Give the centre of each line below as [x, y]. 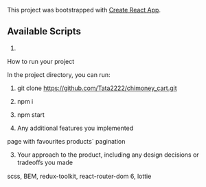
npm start [31, 114]
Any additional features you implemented [75, 128]
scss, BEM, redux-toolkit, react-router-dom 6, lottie [79, 176]
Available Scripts [44, 31]
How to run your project [41, 61]
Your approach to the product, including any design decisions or [108, 155]
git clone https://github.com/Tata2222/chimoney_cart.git [97, 88]
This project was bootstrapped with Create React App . [84, 10]
